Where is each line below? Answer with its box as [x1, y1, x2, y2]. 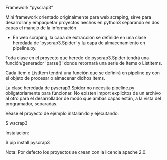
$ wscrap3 [5, 120, 28, 126]
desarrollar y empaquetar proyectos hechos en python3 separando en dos [5, 20, 160, 25]
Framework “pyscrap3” [5, 5, 54, 10]
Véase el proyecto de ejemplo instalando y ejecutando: [5, 110, 119, 116]
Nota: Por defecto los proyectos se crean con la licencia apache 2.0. [5, 149, 147, 155]
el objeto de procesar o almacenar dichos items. [5, 75, 105, 81]
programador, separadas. [5, 101, 58, 107]
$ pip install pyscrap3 [5, 140, 50, 145]
